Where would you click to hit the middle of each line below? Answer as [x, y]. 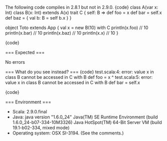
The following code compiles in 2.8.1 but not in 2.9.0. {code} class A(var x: [82, 7]
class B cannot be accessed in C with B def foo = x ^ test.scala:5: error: [79, 77]
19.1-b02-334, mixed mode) [41, 128]
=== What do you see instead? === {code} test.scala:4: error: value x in [79, 72]
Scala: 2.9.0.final [30, 112]
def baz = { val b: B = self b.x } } [38, 18]
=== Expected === [25, 52]
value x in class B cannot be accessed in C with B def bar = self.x [73, 83]
